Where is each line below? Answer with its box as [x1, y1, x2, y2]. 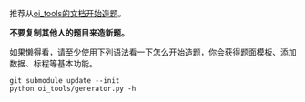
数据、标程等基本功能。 [9, 58, 97, 68]
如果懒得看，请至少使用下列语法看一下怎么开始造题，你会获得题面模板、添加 [9, 46, 297, 57]
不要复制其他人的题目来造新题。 [9, 27, 129, 38]
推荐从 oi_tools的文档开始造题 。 [9, 8, 127, 18]
